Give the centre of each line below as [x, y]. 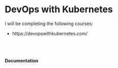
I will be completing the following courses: [49, 24]
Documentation [22, 60]
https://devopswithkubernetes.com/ [50, 33]
